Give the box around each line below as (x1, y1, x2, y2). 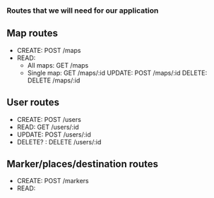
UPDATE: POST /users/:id (16, 130, 91, 139)
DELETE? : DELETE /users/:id (16, 137, 102, 146)
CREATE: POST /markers (16, 177, 89, 185)
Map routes (6, 27, 58, 39)
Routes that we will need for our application (6, 6, 159, 16)
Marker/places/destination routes (6, 158, 159, 170)
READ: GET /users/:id (16, 123, 79, 131)
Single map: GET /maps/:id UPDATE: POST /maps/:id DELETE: (27, 68, 208, 77)
